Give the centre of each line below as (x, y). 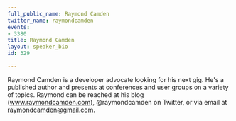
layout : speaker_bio (38, 47)
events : (19, 27)
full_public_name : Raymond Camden (59, 14)
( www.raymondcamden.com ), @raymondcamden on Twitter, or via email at (117, 102)
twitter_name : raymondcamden (50, 21)
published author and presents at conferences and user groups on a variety (118, 87)
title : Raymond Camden (41, 40)
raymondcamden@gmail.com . (52, 110)
